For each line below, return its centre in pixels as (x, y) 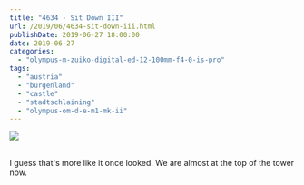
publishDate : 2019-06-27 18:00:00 (75, 34)
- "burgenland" (46, 85)
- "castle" (38, 93)
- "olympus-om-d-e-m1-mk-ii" (73, 111)
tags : (20, 69)
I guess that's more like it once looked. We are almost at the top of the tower (152, 163)
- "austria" (40, 77)
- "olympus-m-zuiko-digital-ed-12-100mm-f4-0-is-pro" (121, 60)
